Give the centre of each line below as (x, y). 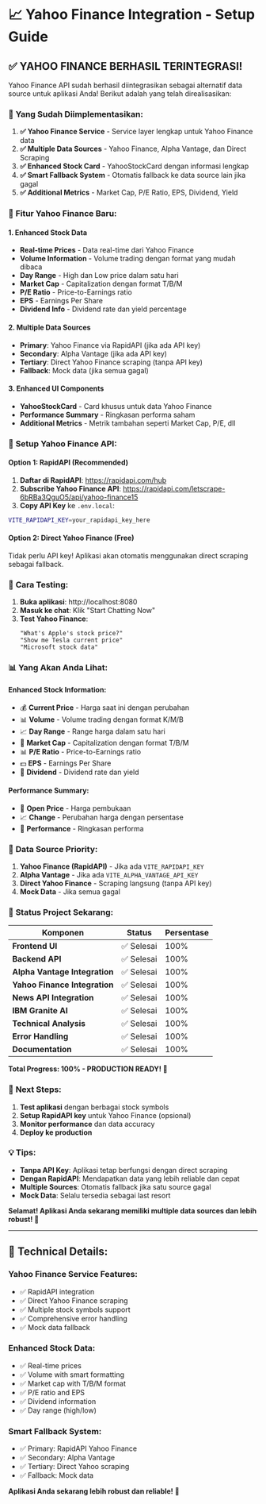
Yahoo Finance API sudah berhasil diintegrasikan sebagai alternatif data (125, 85)
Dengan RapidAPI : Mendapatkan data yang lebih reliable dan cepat (129, 1178)
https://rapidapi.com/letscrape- (174, 488)
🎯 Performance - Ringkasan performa (82, 828)
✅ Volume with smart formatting (72, 1375)
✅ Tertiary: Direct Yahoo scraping (74, 1467)
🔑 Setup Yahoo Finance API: (63, 443)
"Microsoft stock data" (59, 647)
